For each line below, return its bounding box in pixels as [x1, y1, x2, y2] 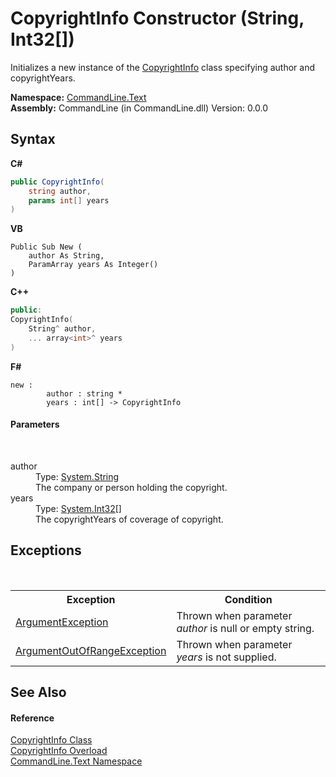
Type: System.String [35, 470, 120, 482]
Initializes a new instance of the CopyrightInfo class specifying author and [10, 61, 316, 73]
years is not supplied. [176, 650, 277, 664]
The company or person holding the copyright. [35, 481, 228, 493]
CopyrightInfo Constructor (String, [10, 7, 305, 30]
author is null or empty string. [176, 621, 315, 635]
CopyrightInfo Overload [10, 745, 108, 757]
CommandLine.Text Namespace [10, 755, 143, 767]
